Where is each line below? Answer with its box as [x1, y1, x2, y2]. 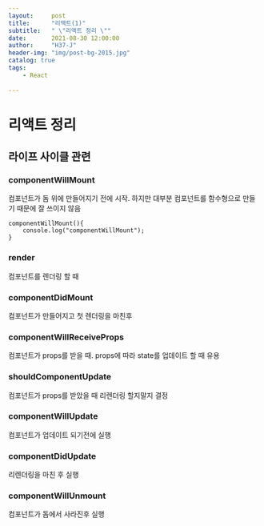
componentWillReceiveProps [8, 331, 124, 343]
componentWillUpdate [8, 411, 98, 422]
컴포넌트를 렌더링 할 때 [8, 271, 79, 281]
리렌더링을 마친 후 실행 [8, 470, 79, 480]
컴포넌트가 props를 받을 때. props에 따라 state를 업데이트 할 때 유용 [8, 351, 220, 360]
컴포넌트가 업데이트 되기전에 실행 [8, 430, 112, 440]
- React [22, 71, 48, 79]
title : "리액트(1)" [8, 19, 86, 27]
